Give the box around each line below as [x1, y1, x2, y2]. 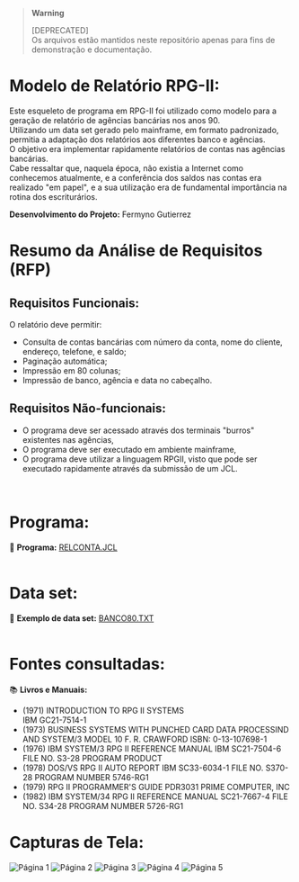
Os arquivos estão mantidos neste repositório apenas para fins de [31, 35, 276, 45]
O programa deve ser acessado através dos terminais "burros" [22, 425, 255, 436]
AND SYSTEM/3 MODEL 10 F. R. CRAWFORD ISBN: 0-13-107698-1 [22, 733, 268, 744]
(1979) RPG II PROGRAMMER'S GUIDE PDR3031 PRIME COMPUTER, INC [22, 781, 290, 792]
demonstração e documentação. [31, 44, 153, 55]
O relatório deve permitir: [9, 319, 102, 329]
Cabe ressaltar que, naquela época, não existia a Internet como [9, 162, 244, 174]
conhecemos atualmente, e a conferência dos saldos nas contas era [9, 172, 262, 183]
